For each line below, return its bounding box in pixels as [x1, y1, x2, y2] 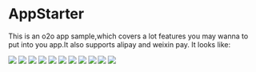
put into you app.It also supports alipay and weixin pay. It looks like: [8, 39, 231, 49]
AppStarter [8, 5, 85, 23]
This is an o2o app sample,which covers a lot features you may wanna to [8, 31, 249, 41]
